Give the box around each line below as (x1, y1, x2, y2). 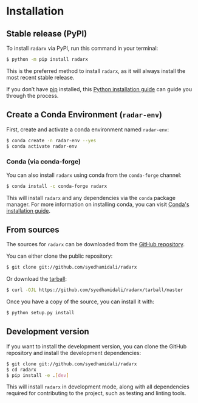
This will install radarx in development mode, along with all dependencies (6, 383, 189, 390)
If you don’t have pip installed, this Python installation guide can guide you (6, 85, 193, 92)
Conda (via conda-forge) (6, 157, 81, 166)
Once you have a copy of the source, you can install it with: (6, 298, 155, 305)
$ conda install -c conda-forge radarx (6, 183, 108, 189)
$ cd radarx (6, 367, 36, 373)
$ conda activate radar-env (6, 143, 78, 150)
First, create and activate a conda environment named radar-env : (6, 126, 169, 133)
